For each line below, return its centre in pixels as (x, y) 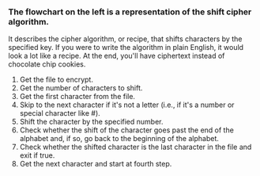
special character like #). (60, 113)
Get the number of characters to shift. (81, 88)
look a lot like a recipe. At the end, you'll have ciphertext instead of (117, 56)
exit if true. (37, 155)
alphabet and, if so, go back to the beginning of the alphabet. (119, 139)
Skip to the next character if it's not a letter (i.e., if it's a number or (127, 105)
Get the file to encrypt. (56, 80)
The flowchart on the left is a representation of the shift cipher (130, 12)
